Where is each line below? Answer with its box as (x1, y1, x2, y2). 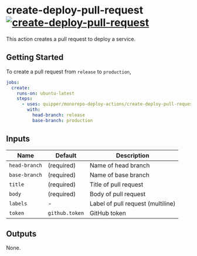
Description (116, 151, 150, 159)
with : (27, 107, 41, 113)
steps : (16, 96, 33, 102)
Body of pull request (90, 190, 145, 198)
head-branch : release (32, 112, 85, 118)
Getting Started (6, 52, 64, 62)
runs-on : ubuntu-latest (16, 90, 75, 96)
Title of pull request (90, 180, 144, 188)
